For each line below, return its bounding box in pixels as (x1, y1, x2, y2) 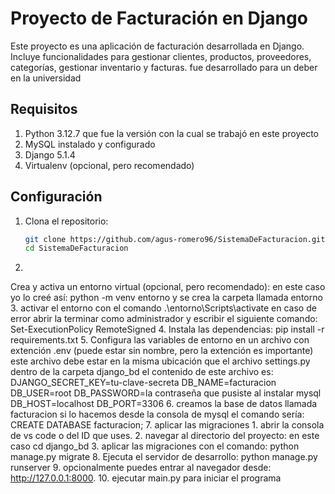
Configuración (10, 188, 103, 206)
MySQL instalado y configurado (24, 138, 156, 150)
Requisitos (10, 101, 78, 118)
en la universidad (10, 72, 82, 84)
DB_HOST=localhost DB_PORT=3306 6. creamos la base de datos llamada (10, 398, 318, 410)
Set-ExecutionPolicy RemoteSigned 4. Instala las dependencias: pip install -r (10, 323, 325, 336)
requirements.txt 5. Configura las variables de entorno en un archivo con (10, 334, 310, 346)
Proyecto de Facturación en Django (10, 7, 308, 30)
